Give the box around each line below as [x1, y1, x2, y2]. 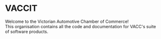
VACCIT [5, 3, 38, 14]
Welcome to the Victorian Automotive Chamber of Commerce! [5, 19, 129, 24]
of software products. [5, 29, 48, 34]
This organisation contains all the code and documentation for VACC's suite [5, 23, 156, 29]
